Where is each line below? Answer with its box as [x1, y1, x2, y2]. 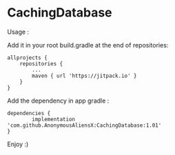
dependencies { [7, 110, 51, 116]
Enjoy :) [7, 140, 29, 148]
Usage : [7, 28, 30, 36]
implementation [32, 116, 76, 123]
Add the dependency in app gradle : [7, 96, 110, 105]
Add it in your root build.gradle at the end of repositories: [7, 41, 169, 49]
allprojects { [7, 54, 48, 61]
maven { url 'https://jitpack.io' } [32, 72, 137, 79]
